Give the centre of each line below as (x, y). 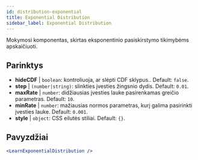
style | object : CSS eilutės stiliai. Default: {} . (70, 118)
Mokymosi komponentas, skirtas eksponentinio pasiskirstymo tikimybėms (98, 40)
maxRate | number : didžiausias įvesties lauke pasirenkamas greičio (97, 93)
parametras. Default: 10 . (45, 99)
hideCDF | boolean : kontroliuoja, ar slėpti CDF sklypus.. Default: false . (102, 80)
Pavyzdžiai (27, 137)
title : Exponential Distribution (48, 17)
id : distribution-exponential (44, 12)
